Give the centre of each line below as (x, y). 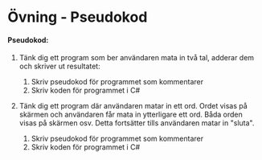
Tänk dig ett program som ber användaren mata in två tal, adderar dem (137, 58)
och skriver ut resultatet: (60, 66)
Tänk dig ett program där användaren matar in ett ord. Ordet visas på (133, 106)
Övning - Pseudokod (78, 17)
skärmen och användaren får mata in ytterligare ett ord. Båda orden (131, 115)
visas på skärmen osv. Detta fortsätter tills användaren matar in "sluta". (137, 123)
